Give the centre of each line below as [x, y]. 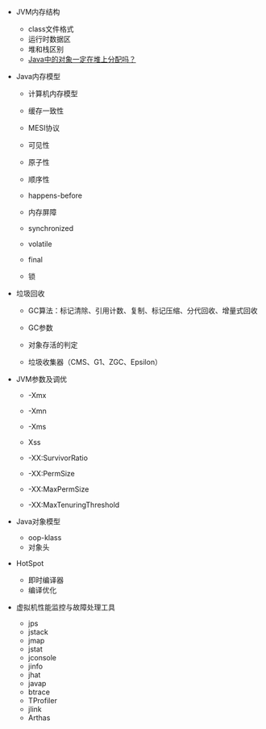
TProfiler [43, 700]
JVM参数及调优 [42, 379]
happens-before [55, 195]
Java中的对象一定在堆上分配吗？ [82, 59]
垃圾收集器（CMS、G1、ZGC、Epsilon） [95, 362]
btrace [39, 692]
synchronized [51, 228]
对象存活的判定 [53, 345]
